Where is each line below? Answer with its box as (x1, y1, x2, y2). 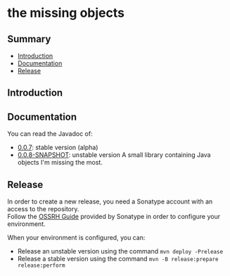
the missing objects (7, 5, 125, 21)
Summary (7, 33, 51, 45)
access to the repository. (7, 205, 79, 213)
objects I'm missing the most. (17, 158, 103, 167)
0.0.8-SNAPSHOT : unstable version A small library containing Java (17, 151, 211, 159)
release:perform (17, 262, 65, 269)
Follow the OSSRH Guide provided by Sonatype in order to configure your (7, 213, 220, 221)
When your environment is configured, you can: (7, 234, 146, 242)
